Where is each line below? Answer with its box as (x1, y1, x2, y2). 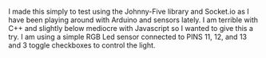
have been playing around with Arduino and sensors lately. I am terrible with (8, 15, 258, 25)
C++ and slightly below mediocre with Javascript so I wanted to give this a (8, 24, 254, 33)
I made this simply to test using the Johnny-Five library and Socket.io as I (8, 7, 249, 16)
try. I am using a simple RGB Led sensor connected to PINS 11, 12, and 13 (8, 32, 248, 41)
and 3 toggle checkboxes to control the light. (8, 41, 156, 50)
